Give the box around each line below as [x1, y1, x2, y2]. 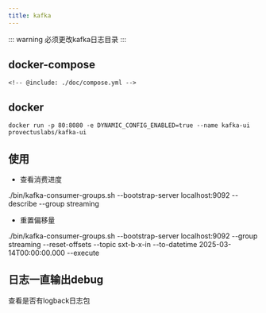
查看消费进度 [19, 175, 62, 184]
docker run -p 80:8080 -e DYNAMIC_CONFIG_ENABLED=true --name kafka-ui [8, 122, 250, 129]
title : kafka [8, 11, 52, 20]
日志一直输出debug [8, 273, 104, 287]
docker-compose [8, 58, 96, 71]
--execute [67, 248, 100, 258]
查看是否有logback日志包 [8, 296, 91, 305]
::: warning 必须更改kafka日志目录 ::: [8, 34, 127, 44]
